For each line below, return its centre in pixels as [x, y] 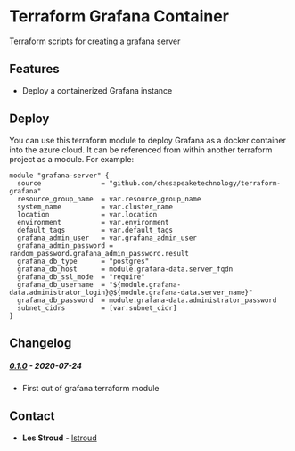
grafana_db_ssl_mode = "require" [81, 277]
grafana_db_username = [61, 284]
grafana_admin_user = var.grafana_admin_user [107, 238]
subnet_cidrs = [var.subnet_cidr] [97, 308]
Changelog [41, 343]
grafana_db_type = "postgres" [83, 261]
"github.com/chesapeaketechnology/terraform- [194, 183]
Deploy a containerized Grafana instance [97, 90]
